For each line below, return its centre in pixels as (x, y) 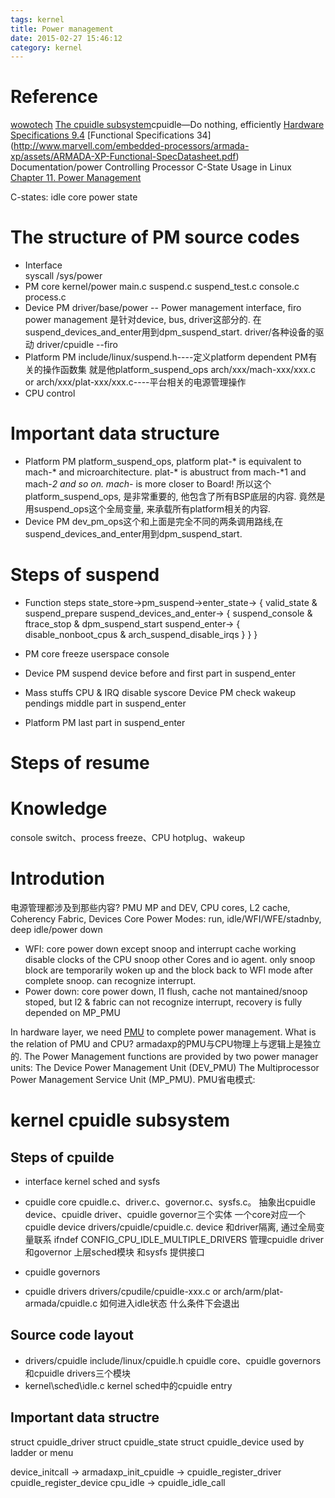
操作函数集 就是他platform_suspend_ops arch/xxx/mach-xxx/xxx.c (179, 370)
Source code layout (72, 1335)
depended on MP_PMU (72, 1013)
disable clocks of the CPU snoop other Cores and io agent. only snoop (170, 960)
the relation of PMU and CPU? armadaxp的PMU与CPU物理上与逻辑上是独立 (166, 1044)
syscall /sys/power (63, 276)
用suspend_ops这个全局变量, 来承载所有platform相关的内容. (148, 509)
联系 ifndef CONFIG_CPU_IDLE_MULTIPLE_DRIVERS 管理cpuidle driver (179, 1240)
